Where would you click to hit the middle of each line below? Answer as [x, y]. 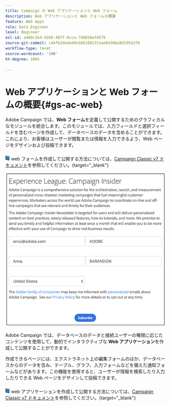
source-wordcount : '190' [32, 53]
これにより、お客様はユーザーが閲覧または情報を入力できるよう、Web [79, 139]
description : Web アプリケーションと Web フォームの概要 [61, 16]
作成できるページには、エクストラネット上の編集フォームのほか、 [74, 359]
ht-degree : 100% [22, 59]
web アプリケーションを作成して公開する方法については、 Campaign [82, 391]
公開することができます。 [45, 348]
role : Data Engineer [27, 27]
